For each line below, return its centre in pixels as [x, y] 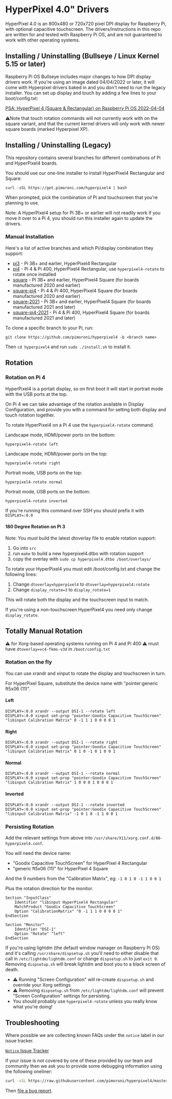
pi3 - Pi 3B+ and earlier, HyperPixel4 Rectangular [64, 263]
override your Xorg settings [41, 985]
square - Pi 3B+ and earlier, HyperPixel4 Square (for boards [76, 279]
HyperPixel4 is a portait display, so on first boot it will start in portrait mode [84, 389]
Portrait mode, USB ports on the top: [44, 472]
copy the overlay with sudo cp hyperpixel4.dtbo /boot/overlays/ [82, 559]
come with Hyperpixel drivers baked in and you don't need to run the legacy [85, 87]
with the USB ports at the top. [37, 394]
